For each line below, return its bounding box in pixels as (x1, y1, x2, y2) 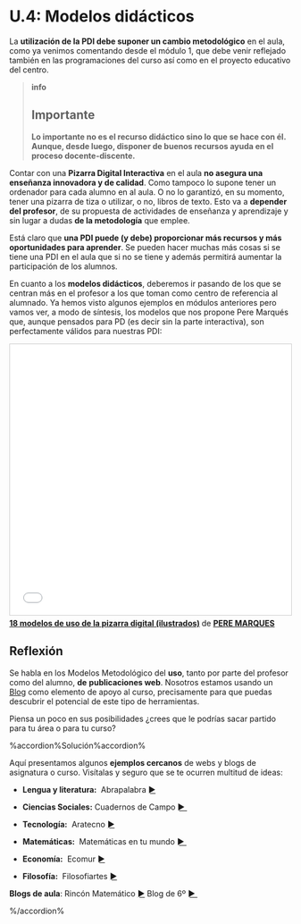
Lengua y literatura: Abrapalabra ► (21, 784, 156, 794)
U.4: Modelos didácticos (9, 6, 195, 27)
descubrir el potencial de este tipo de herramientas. (9, 695, 200, 707)
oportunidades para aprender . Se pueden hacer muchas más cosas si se (9, 241, 281, 252)
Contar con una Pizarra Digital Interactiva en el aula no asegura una (9, 167, 263, 178)
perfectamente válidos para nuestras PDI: (9, 325, 163, 336)
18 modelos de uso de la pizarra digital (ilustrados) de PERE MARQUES (9, 617, 275, 628)
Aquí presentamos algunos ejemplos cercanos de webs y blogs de (9, 757, 256, 768)
